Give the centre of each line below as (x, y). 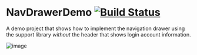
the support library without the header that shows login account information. (98, 34)
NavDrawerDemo (49, 12)
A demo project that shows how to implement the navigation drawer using (96, 28)
